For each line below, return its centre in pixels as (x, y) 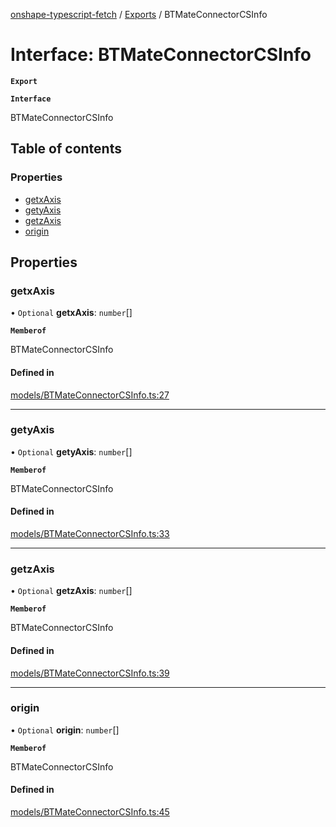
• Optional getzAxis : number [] (71, 591)
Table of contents (66, 149)
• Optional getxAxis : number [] (71, 313)
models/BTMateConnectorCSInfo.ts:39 (90, 673)
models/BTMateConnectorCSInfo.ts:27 (90, 395)
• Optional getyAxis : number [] (71, 451)
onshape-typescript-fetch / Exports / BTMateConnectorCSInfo (139, 14)
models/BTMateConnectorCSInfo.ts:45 (90, 812)
